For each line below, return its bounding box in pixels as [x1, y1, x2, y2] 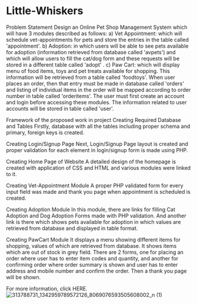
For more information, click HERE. [6, 285, 88, 292]
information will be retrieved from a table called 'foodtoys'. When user [6, 74, 175, 81]
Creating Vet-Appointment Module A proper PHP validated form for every [6, 181, 183, 189]
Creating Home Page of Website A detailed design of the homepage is [6, 158, 176, 165]
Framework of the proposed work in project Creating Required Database [6, 116, 181, 123]
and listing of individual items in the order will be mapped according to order [6, 86, 191, 93]
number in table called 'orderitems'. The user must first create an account [6, 92, 185, 100]
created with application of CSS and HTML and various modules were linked [6, 164, 191, 171]
